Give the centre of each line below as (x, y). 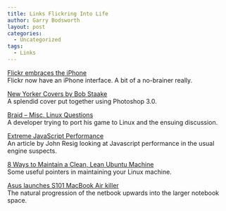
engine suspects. (32, 151)
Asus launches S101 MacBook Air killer (63, 185)
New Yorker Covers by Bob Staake (57, 94)
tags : (15, 46)
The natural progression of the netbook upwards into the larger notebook (113, 193)
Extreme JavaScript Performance (56, 136)
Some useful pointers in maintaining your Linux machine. (90, 172)
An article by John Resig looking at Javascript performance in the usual (111, 143)
